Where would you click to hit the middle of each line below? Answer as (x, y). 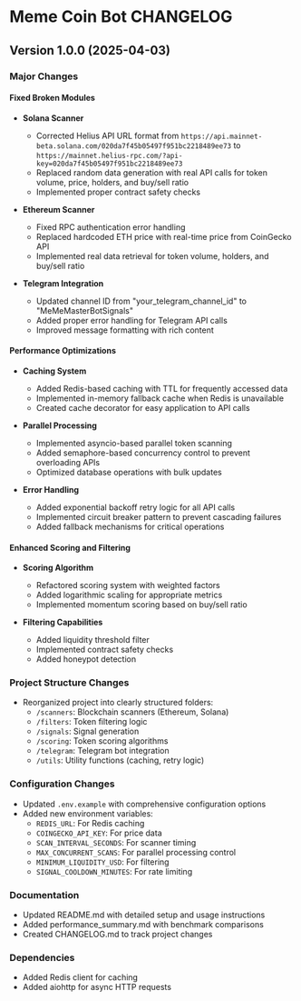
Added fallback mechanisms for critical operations (130, 526)
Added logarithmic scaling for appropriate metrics (129, 595)
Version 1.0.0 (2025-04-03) (90, 50)
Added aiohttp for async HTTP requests (97, 987)
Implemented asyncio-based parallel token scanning (134, 443)
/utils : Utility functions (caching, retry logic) (120, 760)
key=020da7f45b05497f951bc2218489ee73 (109, 164)
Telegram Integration (63, 283)
